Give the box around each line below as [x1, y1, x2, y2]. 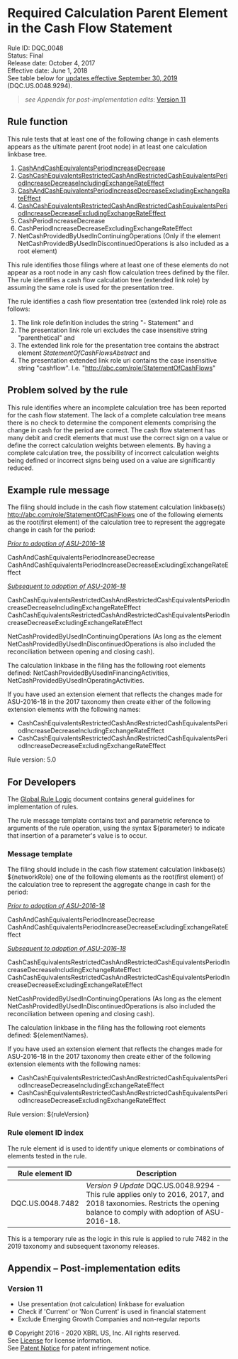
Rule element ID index [7, 1128, 84, 1138]
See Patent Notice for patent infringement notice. [7, 1344, 151, 1353]
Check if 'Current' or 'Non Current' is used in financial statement [17, 1307, 207, 1316]
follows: [7, 304, 30, 313]
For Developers [7, 776, 76, 788]
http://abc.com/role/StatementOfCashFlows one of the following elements [7, 511, 224, 519]
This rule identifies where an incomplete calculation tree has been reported [7, 403, 227, 412]
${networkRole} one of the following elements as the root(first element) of [7, 873, 224, 881]
